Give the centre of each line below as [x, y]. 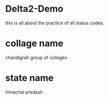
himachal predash [24, 92]
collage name [34, 43]
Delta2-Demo [34, 9]
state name [30, 78]
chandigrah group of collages [36, 57]
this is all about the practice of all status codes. [55, 23]
